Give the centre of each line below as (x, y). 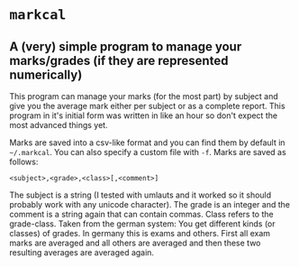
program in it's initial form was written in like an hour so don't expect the (143, 115)
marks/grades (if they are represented (119, 60)
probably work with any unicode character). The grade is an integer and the (150, 204)
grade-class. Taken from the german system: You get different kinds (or (143, 224)
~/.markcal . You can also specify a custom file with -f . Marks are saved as (148, 152)
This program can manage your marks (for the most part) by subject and (144, 96)
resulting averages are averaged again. (82, 253)
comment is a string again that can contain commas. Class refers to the (141, 214)
